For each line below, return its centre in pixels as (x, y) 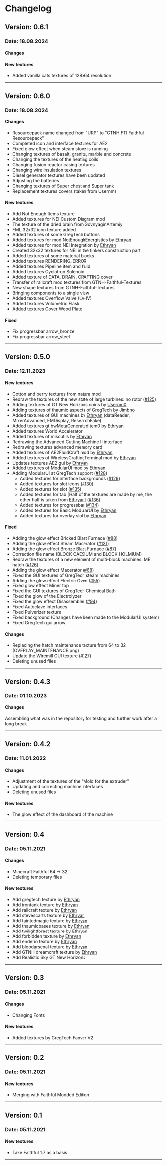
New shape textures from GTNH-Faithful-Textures (64, 288)
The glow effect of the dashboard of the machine (63, 814)
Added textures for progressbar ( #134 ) (59, 505)
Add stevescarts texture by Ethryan (48, 915)
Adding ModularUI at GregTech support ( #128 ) (60, 473)
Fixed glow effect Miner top (41, 585)
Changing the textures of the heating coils (55, 159)
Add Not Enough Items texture (43, 214)
